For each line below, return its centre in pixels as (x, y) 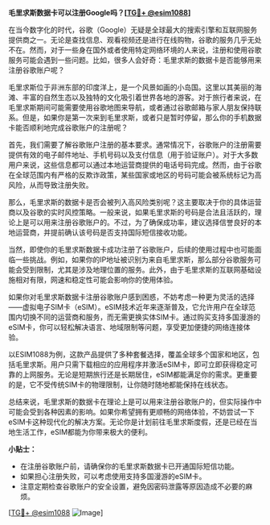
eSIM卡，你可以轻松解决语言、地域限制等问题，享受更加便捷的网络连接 (126, 327)
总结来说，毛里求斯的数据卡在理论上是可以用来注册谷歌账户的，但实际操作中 (135, 402)
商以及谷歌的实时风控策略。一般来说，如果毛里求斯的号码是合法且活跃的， (131, 212)
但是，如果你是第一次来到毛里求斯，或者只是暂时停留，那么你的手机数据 (142, 117)
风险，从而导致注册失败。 (51, 185)
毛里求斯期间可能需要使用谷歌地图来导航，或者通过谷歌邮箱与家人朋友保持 (131, 107)
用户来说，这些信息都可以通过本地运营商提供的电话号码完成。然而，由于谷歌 (135, 165)
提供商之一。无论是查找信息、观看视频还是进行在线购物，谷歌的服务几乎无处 (135, 40)
